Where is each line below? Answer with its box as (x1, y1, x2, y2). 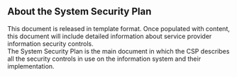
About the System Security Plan (7, 6, 152, 18)
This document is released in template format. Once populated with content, (7, 24, 231, 32)
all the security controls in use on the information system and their (7, 54, 201, 63)
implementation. (7, 61, 55, 70)
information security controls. (7, 39, 94, 48)
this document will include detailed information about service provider (7, 32, 212, 40)
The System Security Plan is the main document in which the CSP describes (7, 47, 230, 55)
